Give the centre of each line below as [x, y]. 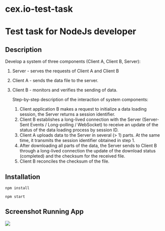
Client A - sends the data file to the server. [55, 81]
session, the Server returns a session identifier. [67, 115]
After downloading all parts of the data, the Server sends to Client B [88, 145]
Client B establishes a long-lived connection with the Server [80, 119]
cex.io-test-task [39, 9]
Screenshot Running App [44, 212]
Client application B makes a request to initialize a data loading [83, 109]
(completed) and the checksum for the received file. [72, 156]
